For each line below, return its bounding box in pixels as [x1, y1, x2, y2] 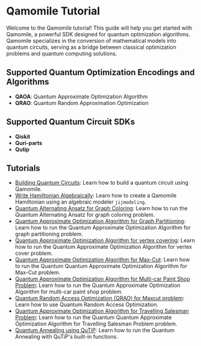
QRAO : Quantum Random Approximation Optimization [14, 99, 149, 106]
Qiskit [14, 133, 31, 140]
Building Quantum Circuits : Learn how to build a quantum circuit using [14, 179, 188, 187]
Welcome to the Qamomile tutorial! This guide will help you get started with [6, 24, 193, 31]
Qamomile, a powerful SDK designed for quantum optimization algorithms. [6, 30, 191, 37]
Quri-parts [14, 139, 43, 146]
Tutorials [6, 163, 40, 173]
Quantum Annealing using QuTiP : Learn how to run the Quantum [14, 327, 175, 334]
